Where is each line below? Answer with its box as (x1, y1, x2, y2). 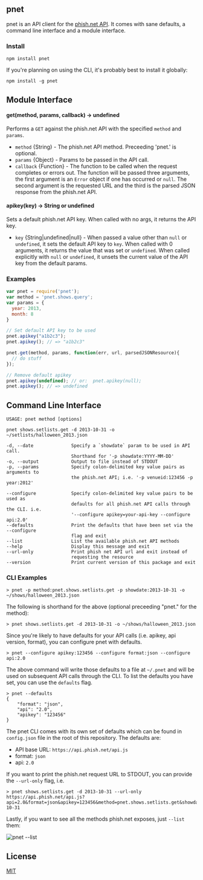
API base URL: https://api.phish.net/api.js (14, 746, 128, 753)
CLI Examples (6, 574, 47, 582)
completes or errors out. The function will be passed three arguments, (14, 169, 190, 176)
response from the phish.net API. (14, 188, 98, 195)
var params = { (6, 300, 45, 306)
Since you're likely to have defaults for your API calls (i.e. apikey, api (6, 632, 176, 639)
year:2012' (6, 480, 34, 486)
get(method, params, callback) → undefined (6, 112, 120, 119)
